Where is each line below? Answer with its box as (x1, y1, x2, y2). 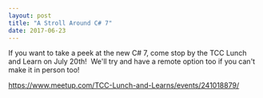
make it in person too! (8, 65, 80, 75)
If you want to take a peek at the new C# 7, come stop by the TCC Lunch (8, 49, 247, 58)
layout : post (8, 11, 52, 20)
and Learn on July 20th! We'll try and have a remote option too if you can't (8, 57, 256, 66)
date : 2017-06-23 (8, 26, 66, 34)
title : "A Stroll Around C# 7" (8, 19, 113, 27)
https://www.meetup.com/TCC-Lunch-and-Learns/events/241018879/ (8, 80, 240, 90)
